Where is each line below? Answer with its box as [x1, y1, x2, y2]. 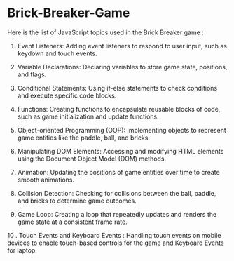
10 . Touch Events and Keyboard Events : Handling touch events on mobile [7, 231, 221, 239]
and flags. [17, 70, 47, 79]
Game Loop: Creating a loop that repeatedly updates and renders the [17, 210, 217, 218]
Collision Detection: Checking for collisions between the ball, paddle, [17, 189, 216, 197]
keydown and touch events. [17, 49, 97, 58]
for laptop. [7, 246, 37, 254]
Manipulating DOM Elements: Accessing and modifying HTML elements [17, 147, 224, 155]
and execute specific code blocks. [17, 91, 117, 100]
